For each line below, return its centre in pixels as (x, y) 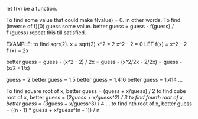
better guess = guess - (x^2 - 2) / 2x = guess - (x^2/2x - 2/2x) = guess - (94, 62)
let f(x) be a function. (32, 9)
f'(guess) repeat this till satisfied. (46, 33)
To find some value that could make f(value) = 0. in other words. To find (93, 20)
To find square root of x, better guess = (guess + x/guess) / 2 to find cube (96, 91)
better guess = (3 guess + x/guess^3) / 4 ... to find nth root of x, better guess (99, 104)
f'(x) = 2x (17, 50)
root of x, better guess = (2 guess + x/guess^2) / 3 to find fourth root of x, (95, 97)
